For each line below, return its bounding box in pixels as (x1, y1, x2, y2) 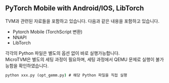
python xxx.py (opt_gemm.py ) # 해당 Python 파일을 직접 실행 (5, 72, 128, 77)
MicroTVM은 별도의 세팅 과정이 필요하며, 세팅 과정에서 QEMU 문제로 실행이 (5, 56, 155, 62)
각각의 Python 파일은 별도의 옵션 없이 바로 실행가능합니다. (5, 50, 120, 56)
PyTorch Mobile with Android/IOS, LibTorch (5, 4, 144, 13)
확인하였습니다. (18, 62, 49, 68)
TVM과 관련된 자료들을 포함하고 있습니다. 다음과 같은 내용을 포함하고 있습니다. (5, 18, 160, 24)
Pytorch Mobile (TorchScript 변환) (12, 29, 82, 35)
